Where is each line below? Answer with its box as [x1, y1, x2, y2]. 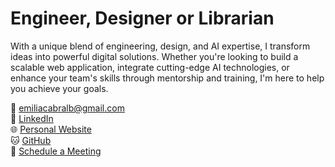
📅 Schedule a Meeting [10, 145, 102, 157]
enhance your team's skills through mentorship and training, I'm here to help [10, 72, 325, 84]
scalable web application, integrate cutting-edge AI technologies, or [10, 61, 290, 73]
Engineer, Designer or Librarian [10, 7, 275, 30]
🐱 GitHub [10, 134, 52, 146]
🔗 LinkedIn [10, 112, 54, 124]
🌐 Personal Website [10, 123, 92, 135]
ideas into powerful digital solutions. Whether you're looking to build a [10, 50, 299, 62]
